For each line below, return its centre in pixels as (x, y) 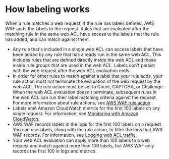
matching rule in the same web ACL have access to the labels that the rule (82, 34)
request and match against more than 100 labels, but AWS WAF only (83, 145)
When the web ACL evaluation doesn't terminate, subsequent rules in (84, 92)
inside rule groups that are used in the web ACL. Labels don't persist (84, 65)
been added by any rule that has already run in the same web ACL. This (87, 55)
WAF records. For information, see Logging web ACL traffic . (75, 135)
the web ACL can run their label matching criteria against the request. (85, 97)
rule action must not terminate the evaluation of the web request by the (86, 81)
